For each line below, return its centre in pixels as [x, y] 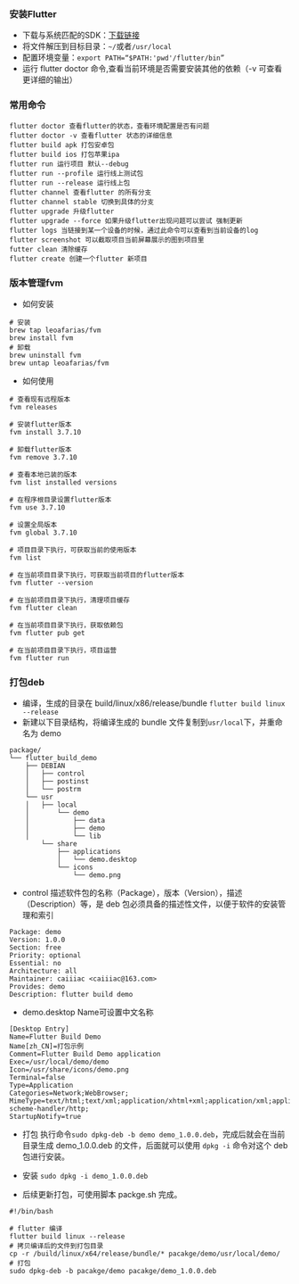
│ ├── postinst [57, 782]
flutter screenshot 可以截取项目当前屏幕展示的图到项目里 [107, 240]
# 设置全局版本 [33, 525]
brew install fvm [41, 338]
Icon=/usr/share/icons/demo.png [69, 1070]
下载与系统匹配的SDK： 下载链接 [81, 35]
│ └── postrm [53, 790]
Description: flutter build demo [71, 995]
